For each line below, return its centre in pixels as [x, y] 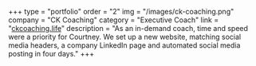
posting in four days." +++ [51, 54]
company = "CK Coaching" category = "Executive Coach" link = [114, 20]
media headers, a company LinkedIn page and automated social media [124, 45]
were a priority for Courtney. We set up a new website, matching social [125, 37]
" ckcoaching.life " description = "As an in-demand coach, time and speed [128, 28]
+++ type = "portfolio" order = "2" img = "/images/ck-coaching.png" [121, 12]
